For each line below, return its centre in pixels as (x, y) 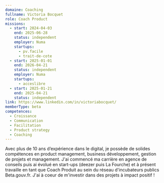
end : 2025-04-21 (31, 93)
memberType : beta (23, 107)
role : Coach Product (27, 19)
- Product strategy (30, 130)
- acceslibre (32, 84)
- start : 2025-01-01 (31, 61)
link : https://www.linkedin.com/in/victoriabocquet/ (61, 102)
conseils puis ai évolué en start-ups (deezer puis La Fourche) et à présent (81, 165)
